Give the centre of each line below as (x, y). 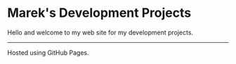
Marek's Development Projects (99, 13)
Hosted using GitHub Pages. (48, 52)
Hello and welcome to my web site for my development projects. (100, 32)
